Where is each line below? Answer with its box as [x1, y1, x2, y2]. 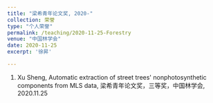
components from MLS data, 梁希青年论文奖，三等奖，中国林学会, [17, 81, 205, 89]
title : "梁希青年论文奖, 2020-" [7, 10, 93, 17]
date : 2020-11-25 [7, 42, 57, 49]
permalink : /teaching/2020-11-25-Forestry [7, 29, 131, 36]
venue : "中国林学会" [7, 36, 61, 43]
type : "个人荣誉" [7, 23, 53, 30]
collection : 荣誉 [7, 16, 55, 23]
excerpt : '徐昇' [7, 49, 52, 56]
